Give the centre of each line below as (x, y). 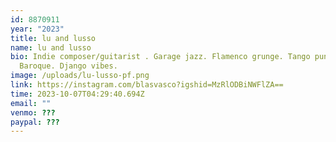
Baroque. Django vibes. (68, 66)
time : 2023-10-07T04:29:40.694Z (77, 94)
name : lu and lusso (51, 47)
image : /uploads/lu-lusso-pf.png (80, 76)
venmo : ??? (33, 112)
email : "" (31, 103)
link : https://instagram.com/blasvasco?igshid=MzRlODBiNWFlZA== (147, 85)
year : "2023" (37, 29)
